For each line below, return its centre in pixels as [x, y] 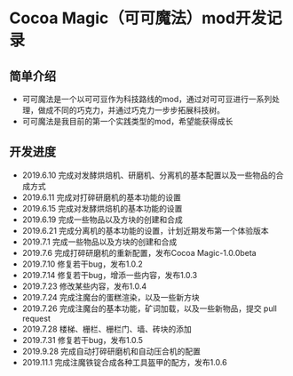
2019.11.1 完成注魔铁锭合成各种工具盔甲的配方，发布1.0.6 [125, 362]
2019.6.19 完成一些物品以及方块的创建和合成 [103, 220]
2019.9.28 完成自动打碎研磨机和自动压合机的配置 [111, 351]
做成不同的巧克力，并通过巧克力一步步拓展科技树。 [131, 110]
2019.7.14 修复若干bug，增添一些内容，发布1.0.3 [110, 275]
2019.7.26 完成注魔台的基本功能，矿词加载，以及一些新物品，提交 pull [149, 308]
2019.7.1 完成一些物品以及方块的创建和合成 [99, 242]
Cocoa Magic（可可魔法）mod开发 [138, 18]
